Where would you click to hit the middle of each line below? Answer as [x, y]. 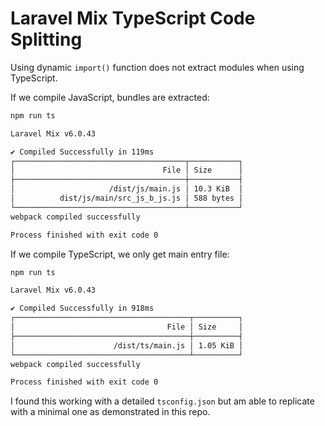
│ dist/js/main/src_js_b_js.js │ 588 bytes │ [127, 198]
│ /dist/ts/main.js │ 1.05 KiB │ [127, 345]
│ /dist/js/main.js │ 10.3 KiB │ [127, 189]
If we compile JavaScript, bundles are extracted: [110, 97]
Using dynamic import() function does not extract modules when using [157, 67]
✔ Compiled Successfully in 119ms [82, 152]
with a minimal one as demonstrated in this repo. [110, 412]
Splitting [46, 39]
